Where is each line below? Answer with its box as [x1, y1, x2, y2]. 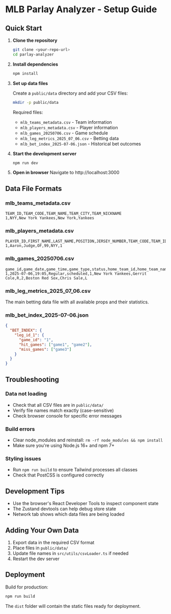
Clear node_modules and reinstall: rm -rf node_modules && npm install [12, 437, 163, 443]
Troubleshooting [5, 375, 60, 384]
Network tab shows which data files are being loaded [12, 511, 125, 517]
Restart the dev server [12, 556, 60, 562]
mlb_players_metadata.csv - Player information [20, 124, 118, 130]
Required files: [12, 109, 43, 115]
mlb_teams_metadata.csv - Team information [20, 119, 112, 125]
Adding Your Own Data [5, 526, 79, 535]
